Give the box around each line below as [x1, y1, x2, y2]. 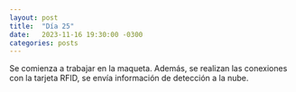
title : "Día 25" [9, 22, 75, 31]
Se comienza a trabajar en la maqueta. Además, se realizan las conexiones [9, 63, 288, 74]
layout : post [9, 13, 59, 23]
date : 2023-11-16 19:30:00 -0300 [9, 30, 143, 39]
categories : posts [9, 38, 79, 48]
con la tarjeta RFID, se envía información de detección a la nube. [9, 73, 249, 84]
